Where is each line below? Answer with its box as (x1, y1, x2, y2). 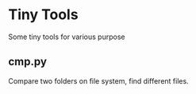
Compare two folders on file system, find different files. (8, 76, 189, 85)
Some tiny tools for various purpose (8, 32, 125, 41)
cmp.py (8, 55, 48, 69)
